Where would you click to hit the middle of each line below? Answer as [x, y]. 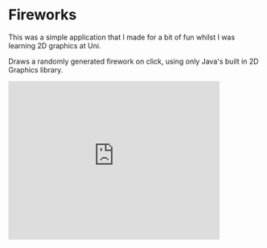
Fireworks [43, 15]
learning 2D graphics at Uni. [55, 45]
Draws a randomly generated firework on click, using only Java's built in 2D [133, 61]
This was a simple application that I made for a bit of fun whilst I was [122, 37]
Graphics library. [36, 69]
